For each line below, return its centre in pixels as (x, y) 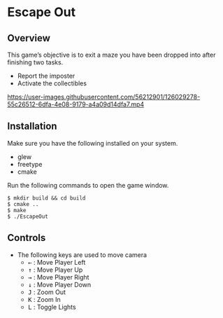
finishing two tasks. (35, 62)
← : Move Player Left (57, 262)
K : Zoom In (44, 299)
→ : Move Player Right (58, 277)
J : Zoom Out (47, 292)
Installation (32, 126)
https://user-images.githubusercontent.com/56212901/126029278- (104, 97)
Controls (27, 238)
